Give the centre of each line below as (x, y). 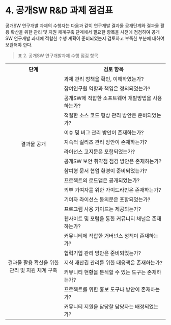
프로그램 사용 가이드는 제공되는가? (103, 209)
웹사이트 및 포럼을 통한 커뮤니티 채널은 (107, 218)
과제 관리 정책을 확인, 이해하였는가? (104, 79)
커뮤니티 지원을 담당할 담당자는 (99, 307)
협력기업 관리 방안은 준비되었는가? (103, 253)
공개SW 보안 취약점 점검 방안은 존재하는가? (113, 161)
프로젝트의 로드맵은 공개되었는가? (102, 180)
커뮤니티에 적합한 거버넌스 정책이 (101, 236)
